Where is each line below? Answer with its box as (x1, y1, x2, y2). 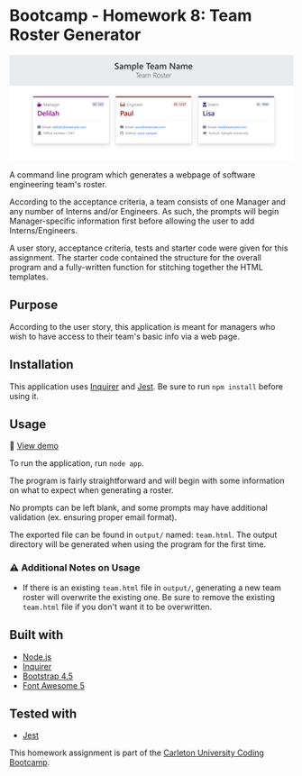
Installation (9, 357, 74, 372)
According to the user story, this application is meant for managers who (9, 321, 276, 332)
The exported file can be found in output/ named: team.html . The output (9, 529, 278, 541)
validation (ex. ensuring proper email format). (9, 512, 178, 523)
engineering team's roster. (9, 178, 107, 189)
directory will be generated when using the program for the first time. (9, 539, 267, 550)
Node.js (22, 651, 52, 662)
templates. (9, 271, 49, 282)
